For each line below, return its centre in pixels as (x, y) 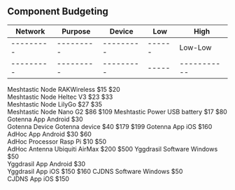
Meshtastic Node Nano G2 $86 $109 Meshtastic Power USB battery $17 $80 (117, 111)
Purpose (76, 31)
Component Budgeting (58, 12)
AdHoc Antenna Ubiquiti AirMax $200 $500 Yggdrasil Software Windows (113, 149)
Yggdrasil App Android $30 (47, 163)
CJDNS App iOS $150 (38, 179)
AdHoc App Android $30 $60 (50, 134)
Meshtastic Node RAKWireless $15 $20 (64, 89)
